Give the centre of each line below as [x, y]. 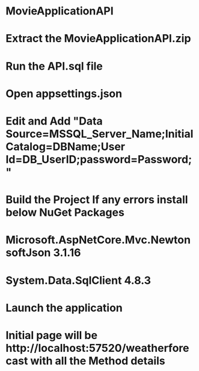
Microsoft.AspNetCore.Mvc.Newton [98, 240]
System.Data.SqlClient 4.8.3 [78, 280]
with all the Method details [98, 360]
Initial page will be [51, 335]
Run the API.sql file [54, 66]
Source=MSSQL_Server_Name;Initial [99, 134]
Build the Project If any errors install [97, 200]
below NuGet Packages [65, 213]
